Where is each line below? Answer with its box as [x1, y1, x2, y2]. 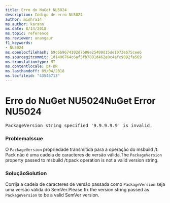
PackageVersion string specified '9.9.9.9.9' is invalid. [5, 123, 153, 128]
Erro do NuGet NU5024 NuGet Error [5, 95, 156, 107]
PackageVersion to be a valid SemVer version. [5, 192, 99, 198]
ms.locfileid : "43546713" [5, 73, 60, 78]
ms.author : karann [5, 21, 44, 27]
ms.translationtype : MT [5, 59, 56, 64]
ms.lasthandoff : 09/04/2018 [5, 69, 65, 74]
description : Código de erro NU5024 [5, 12, 83, 17]
